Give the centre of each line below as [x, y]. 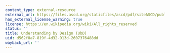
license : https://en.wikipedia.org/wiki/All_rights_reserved [71, 24]
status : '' [17, 29]
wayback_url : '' [22, 43]
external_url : [20, 15]
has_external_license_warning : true [44, 19]
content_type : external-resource [40, 10]
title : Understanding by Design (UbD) [46, 33]
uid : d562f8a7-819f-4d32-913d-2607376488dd [52, 38]
